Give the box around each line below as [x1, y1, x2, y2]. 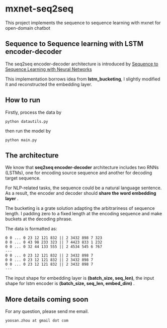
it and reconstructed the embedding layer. [5, 81, 92, 87]
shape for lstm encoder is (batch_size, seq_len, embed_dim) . [5, 280, 135, 287]
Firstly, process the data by [5, 109, 62, 115]
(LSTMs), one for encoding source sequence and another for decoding [5, 170, 152, 176]
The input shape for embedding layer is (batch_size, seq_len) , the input [5, 275, 154, 281]
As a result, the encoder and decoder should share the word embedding [5, 190, 156, 196]
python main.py [5, 137, 37, 142]
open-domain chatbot [5, 25, 50, 31]
